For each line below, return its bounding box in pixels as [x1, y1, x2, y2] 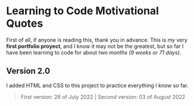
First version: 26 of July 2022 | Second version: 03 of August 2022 [20, 93, 186, 100]
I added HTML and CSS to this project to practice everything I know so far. [6, 82, 189, 89]
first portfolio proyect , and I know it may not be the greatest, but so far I [6, 43, 184, 50]
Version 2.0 [6, 66, 51, 76]
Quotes [6, 17, 43, 30]
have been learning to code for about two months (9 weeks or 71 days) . [6, 49, 182, 56]
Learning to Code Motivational [6, 4, 159, 18]
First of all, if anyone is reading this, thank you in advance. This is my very [6, 36, 187, 43]
